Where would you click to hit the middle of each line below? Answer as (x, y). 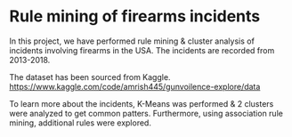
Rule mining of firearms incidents (135, 16)
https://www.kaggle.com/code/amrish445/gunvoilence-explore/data (135, 86)
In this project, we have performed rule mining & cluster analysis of (132, 41)
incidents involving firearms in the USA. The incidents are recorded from (142, 50)
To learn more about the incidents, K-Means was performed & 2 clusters (142, 103)
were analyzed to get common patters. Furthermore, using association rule (146, 113)
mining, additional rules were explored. (80, 123)
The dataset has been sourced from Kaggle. (90, 77)
